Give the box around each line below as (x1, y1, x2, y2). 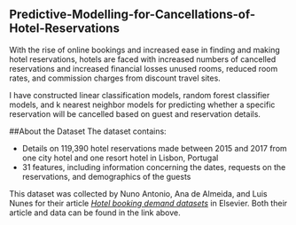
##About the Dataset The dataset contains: (9, 126, 167, 136)
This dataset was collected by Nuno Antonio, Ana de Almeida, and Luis (9, 188, 268, 198)
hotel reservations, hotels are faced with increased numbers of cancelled (9, 53, 277, 65)
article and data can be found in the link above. (9, 207, 182, 218)
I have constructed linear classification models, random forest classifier (9, 89, 270, 100)
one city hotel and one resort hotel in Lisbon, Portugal (21, 152, 219, 163)
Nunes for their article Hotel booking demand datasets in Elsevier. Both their (9, 198, 288, 208)
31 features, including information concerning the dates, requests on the (21, 161, 286, 172)
